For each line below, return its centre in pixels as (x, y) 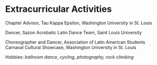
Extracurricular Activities (58, 9)
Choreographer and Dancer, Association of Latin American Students (75, 42)
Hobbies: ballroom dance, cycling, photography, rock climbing (69, 57)
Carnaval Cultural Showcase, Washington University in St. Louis (71, 47)
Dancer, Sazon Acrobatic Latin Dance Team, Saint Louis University (73, 32)
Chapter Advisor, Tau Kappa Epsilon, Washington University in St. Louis (79, 23)
